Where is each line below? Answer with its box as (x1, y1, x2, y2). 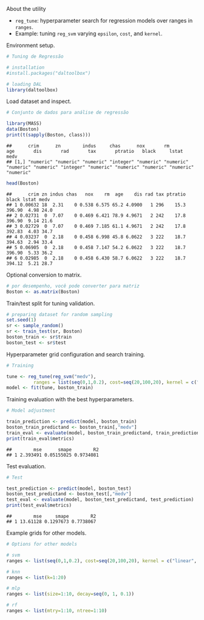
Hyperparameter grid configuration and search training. (6, 350, 146, 358)
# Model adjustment (6, 407, 56, 414)
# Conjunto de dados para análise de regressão (6, 110, 129, 116)
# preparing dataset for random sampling (6, 311, 113, 317)
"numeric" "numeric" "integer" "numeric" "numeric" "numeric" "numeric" (6, 164, 194, 170)
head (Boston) (6, 180, 39, 186)
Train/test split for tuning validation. (6, 300, 95, 307)
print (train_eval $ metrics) (6, 435, 75, 442)
